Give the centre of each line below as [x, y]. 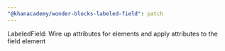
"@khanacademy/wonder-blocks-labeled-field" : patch [85, 14]
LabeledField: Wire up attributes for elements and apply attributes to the [112, 34]
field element [27, 41]
